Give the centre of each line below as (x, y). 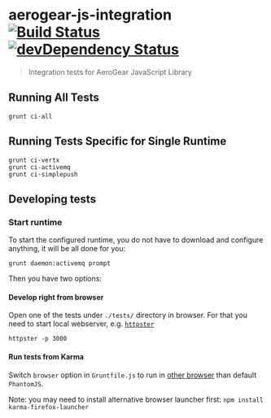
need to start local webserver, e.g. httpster (81, 324)
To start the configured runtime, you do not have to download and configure (136, 240)
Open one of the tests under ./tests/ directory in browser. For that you (128, 316)
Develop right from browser (56, 297)
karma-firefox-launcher (49, 407)
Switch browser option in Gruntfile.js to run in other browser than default (133, 375)
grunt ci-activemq (39, 167)
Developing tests (52, 199)
